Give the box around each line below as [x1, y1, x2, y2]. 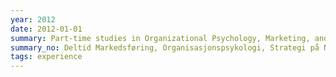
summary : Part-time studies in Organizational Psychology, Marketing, [10, 33, 311, 43]
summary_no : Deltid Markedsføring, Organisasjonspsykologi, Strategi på [10, 42, 320, 53]
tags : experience [10, 52, 83, 62]
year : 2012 [10, 14, 56, 25]
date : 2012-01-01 [10, 24, 83, 34]
